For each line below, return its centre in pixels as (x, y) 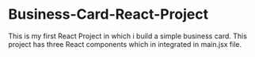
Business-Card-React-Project (108, 14)
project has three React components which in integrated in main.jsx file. (125, 44)
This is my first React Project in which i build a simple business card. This (128, 36)
